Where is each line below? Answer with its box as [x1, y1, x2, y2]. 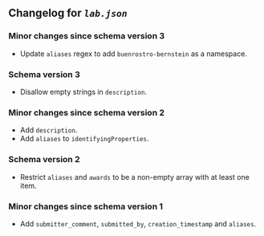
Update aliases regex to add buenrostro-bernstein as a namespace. [19, 48, 247, 59]
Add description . [19, 125, 78, 135]
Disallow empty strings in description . [19, 87, 147, 96]
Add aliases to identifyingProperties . [19, 134, 149, 144]
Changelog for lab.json [8, 6, 128, 20]
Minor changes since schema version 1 [8, 201, 163, 212]
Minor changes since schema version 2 [8, 107, 164, 118]
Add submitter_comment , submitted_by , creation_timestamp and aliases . [19, 218, 257, 228]
